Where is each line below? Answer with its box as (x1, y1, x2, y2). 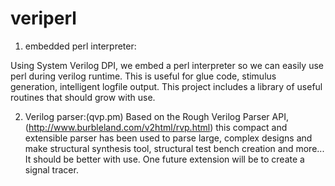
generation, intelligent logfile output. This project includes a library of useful (10, 80, 323, 92)
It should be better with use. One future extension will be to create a (24, 153, 305, 165)
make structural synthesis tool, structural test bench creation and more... (24, 142, 325, 154)
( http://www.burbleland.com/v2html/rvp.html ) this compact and (24, 121, 288, 133)
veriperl (10, 7, 77, 30)
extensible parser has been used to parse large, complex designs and (24, 132, 313, 144)
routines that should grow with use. (10, 91, 156, 103)
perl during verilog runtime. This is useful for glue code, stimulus (10, 70, 277, 82)
